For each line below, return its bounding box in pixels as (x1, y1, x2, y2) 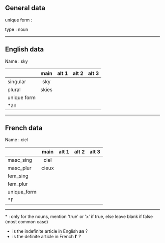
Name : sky (5, 58, 28, 64)
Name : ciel (5, 137, 28, 143)
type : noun (5, 26, 28, 32)
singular (7, 78, 26, 85)
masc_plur (7, 165, 32, 171)
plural (7, 86, 21, 93)
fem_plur (7, 181, 28, 188)
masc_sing (7, 157, 32, 164)
